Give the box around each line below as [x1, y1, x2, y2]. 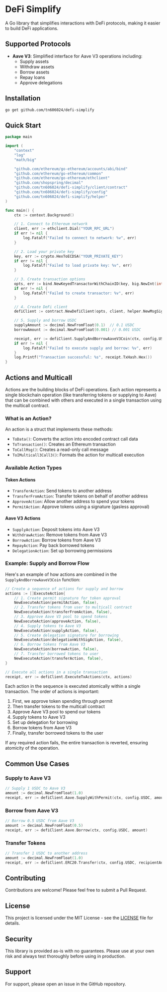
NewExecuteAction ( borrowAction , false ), [14, 647, 99, 652]
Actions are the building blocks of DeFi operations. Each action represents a [5, 386, 161, 393]
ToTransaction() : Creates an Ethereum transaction [12, 441, 116, 448]
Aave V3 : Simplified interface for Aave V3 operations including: [12, 53, 143, 59]
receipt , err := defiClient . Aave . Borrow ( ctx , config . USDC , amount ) [5, 828, 148, 833]
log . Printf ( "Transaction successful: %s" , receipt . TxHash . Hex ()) [14, 355, 153, 360]
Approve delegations [19, 79, 63, 85]
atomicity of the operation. [5, 745, 60, 751]
